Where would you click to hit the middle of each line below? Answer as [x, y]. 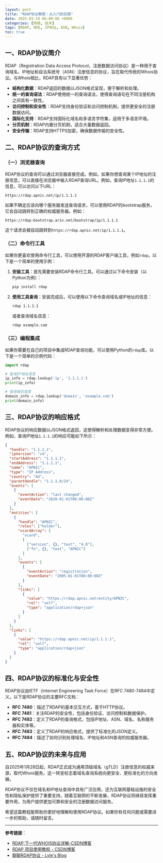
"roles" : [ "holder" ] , [40, 526]
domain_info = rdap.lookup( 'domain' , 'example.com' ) [59, 397]
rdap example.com [30, 325]
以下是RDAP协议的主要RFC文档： [47, 697]
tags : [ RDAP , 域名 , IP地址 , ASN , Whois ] [45, 28]
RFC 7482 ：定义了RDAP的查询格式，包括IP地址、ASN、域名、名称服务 [83, 719]
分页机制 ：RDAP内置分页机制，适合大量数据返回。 [62, 124]
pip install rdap [30, 287]
